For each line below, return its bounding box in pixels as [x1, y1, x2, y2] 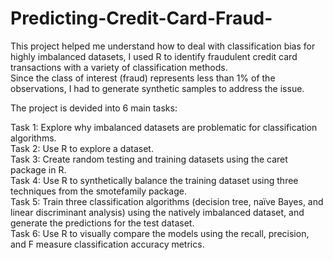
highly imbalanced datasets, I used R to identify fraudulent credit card [10, 50, 298, 62]
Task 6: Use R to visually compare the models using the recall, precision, [10, 227, 310, 239]
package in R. [10, 163, 67, 176]
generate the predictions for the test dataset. [10, 217, 195, 229]
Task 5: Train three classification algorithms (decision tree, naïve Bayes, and [10, 195, 324, 207]
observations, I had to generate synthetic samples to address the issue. [10, 82, 305, 94]
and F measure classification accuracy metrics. [10, 238, 205, 250]
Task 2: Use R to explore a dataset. [10, 142, 154, 154]
